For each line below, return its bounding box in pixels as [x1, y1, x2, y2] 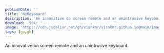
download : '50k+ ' [5, 20, 42, 26]
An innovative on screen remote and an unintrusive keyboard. [5, 43, 129, 48]
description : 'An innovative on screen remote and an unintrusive [5, 16, 143, 21]
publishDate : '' [5, 7, 38, 12]
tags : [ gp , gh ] [5, 29, 34, 34]
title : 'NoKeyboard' [5, 12, 47, 16]
